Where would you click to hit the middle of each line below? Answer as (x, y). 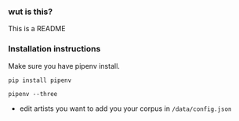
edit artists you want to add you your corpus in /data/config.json (125, 109)
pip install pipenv (40, 80)
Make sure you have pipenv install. (64, 66)
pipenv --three (33, 94)
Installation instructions (54, 49)
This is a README (37, 29)
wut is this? (31, 12)
